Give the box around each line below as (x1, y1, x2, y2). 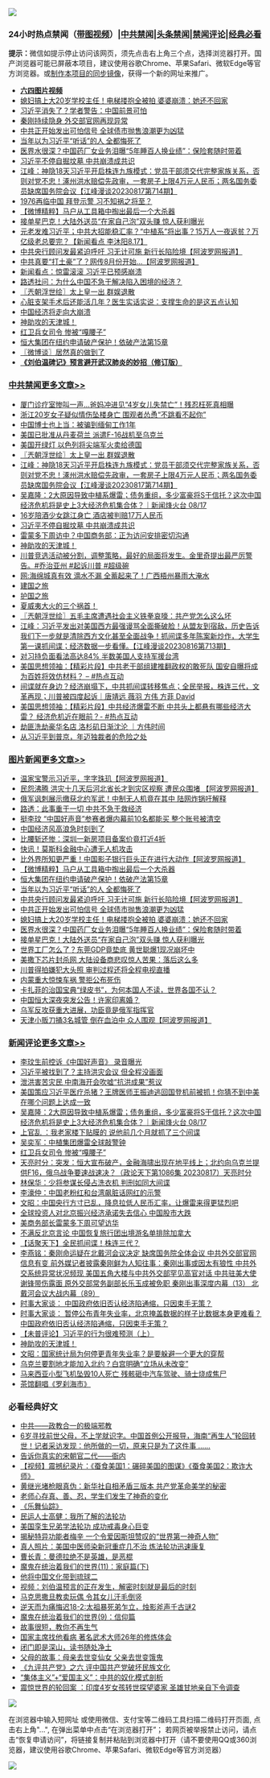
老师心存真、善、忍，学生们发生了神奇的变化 (19, 1491, 169, 1501)
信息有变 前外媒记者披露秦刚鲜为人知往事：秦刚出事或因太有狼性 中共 (19, 1259, 250, 1268)
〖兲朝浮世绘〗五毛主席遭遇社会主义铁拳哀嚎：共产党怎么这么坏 (19, 610, 231, 620)
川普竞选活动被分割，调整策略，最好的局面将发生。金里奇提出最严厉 (19, 550, 246, 560)
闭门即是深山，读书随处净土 (19, 1643, 112, 1652)
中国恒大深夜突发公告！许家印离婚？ (19, 994, 141, 1004)
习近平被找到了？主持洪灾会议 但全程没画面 (19, 1067, 163, 1077)
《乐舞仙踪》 (19, 1502, 63, 1511)
